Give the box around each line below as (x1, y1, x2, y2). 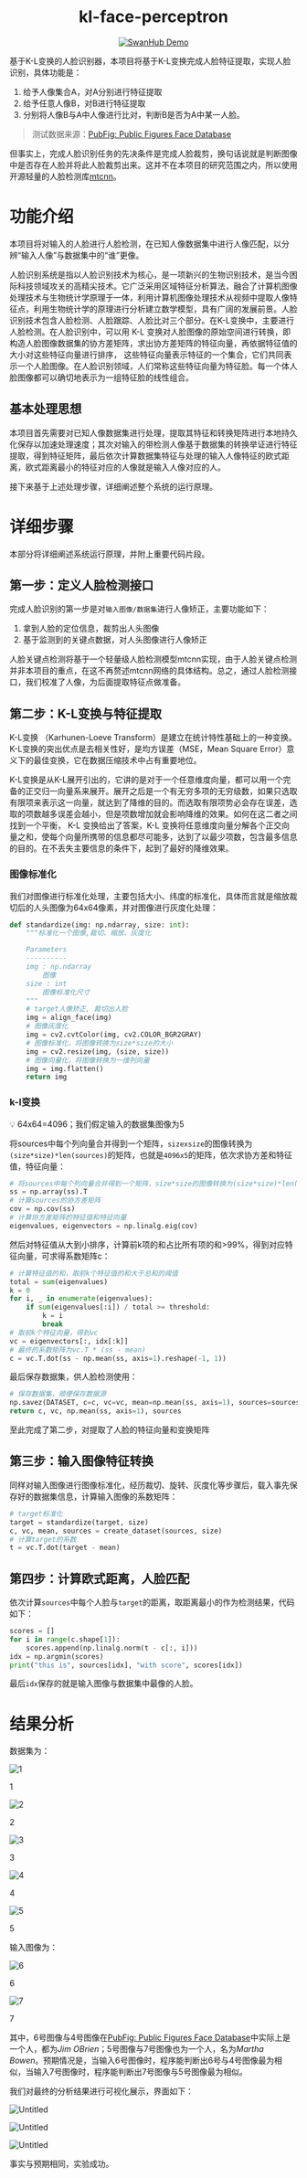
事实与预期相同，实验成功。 (9, 2159, 114, 2170)
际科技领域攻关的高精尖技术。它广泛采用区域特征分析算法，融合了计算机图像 (9, 281, 298, 292)
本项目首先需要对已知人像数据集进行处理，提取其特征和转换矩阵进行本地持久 (9, 427, 298, 438)
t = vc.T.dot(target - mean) (9, 1543, 121, 1553)
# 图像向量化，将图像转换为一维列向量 (26, 1056, 151, 1065)
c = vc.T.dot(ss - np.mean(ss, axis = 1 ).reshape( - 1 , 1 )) (9, 1354, 227, 1363)
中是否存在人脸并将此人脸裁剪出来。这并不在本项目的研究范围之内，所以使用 (9, 159, 298, 170)
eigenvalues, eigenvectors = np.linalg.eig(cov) (9, 1221, 198, 1230)
